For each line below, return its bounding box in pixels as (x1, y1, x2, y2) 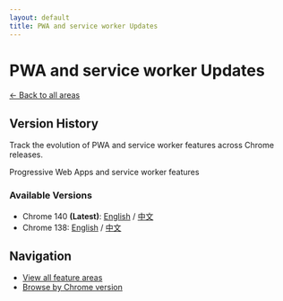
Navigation (9, 248, 72, 263)
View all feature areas (21, 272, 103, 283)
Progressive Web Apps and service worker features (9, 167, 200, 178)
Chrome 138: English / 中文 (21, 222, 122, 233)
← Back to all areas (9, 90, 81, 101)
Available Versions (9, 190, 92, 202)
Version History (9, 116, 99, 131)
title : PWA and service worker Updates (9, 22, 159, 31)
